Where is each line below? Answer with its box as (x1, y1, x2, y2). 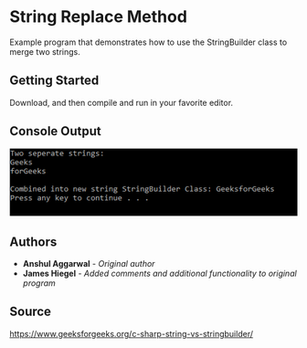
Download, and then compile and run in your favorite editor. (9, 97, 234, 108)
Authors (9, 234, 58, 249)
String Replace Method (9, 6, 187, 27)
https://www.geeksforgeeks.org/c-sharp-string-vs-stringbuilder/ (9, 328, 254, 339)
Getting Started (9, 73, 100, 89)
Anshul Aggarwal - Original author (22, 258, 155, 269)
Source (9, 304, 52, 320)
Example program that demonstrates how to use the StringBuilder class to (9, 37, 288, 47)
